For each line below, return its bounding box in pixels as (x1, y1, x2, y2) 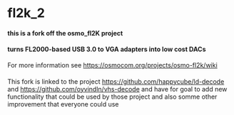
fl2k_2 (7, 5, 45, 21)
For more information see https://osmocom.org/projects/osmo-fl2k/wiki (7, 60, 218, 69)
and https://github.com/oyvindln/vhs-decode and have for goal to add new (7, 84, 228, 93)
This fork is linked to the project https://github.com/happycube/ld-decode (7, 77, 225, 86)
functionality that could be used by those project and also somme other (7, 92, 218, 101)
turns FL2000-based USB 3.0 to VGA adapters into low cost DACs (7, 45, 206, 54)
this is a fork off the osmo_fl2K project (7, 28, 123, 37)
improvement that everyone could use (7, 99, 119, 108)
